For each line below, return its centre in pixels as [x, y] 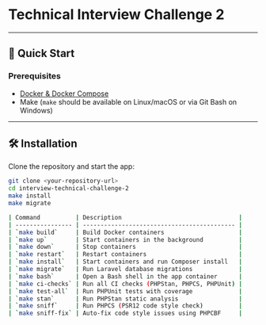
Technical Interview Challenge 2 [116, 15]
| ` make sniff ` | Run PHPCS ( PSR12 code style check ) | [125, 306]
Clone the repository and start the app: [71, 166]
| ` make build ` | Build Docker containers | [125, 232]
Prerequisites [34, 76]
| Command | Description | [125, 217]
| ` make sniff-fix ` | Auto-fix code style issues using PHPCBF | [125, 314]
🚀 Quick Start [42, 54]
